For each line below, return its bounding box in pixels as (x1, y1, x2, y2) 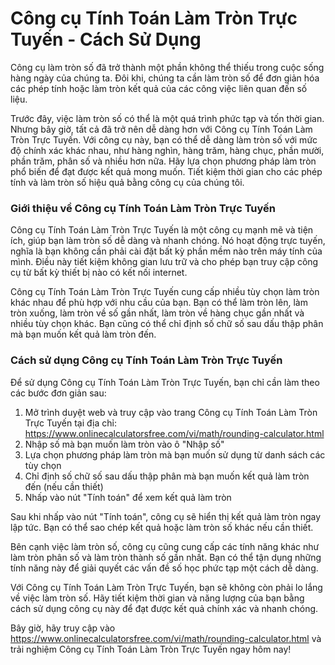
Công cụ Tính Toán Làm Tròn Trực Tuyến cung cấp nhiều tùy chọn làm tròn (10, 286, 320, 298)
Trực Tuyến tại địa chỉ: (24, 417, 117, 429)
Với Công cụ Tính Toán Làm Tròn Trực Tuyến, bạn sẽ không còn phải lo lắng (10, 581, 323, 593)
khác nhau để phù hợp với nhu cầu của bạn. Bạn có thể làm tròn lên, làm (10, 297, 308, 309)
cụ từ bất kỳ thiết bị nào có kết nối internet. (10, 267, 188, 279)
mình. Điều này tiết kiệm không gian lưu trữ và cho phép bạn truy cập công (10, 256, 319, 268)
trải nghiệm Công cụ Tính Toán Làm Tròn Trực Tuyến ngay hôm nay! (10, 643, 292, 655)
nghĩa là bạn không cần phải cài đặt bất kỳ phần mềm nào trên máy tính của (10, 245, 323, 257)
